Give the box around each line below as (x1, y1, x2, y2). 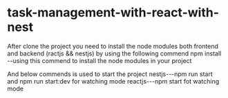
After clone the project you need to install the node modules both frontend (7, 42, 219, 50)
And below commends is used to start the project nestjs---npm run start (7, 70, 213, 78)
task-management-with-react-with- (7, 5, 220, 21)
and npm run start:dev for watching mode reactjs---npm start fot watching (7, 77, 220, 85)
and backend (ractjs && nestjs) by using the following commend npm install (7, 49, 222, 58)
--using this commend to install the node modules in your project (7, 56, 192, 64)
